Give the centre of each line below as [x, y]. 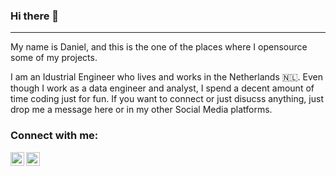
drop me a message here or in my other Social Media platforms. [141, 110]
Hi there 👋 [35, 16]
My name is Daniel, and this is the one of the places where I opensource [159, 47]
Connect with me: [54, 136]
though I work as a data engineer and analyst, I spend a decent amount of [162, 88]
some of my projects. [54, 58]
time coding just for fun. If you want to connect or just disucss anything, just [167, 99]
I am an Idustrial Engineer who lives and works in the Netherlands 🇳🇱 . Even [166, 77]
